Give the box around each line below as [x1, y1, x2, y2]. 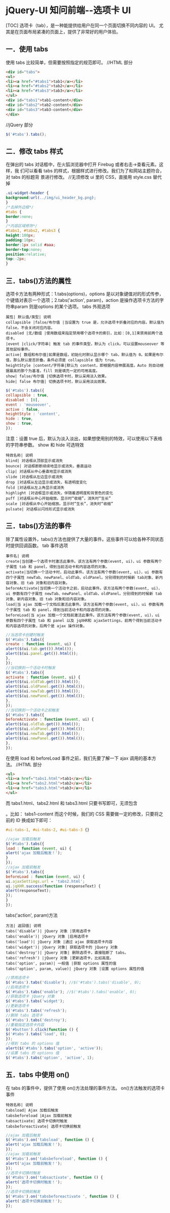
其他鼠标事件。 [6, 347, 32, 352]
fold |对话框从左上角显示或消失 [6, 485, 65, 490]
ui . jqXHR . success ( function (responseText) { [6, 883, 101, 889]
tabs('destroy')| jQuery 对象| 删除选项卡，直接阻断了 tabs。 [6, 950, 129, 955]
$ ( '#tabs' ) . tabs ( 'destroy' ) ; [6, 1018, 67, 1023]
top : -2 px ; [6, 256, 27, 261]
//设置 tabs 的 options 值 [6, 1050, 60, 1055]
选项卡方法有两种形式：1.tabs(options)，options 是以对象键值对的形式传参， [6, 291, 164, 297]
